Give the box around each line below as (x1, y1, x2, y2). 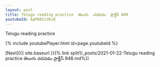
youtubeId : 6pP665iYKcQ (5, 17, 56, 22)
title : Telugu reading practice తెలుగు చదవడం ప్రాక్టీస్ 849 (5, 12, 129, 17)
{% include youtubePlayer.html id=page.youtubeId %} (5, 40, 118, 46)
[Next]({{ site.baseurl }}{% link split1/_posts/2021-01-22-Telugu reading (5, 50, 155, 56)
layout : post (5, 7, 33, 13)
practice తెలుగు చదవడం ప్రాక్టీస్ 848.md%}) (5, 55, 89, 61)
